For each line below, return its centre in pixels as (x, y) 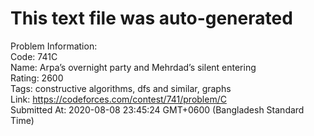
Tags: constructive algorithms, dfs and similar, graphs (121, 88)
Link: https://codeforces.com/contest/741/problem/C (118, 99)
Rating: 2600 (37, 78)
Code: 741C (34, 56)
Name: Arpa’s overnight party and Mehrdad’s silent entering (133, 67)
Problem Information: (54, 46)
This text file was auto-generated (151, 18)
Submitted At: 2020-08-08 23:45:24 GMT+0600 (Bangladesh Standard (157, 109)
